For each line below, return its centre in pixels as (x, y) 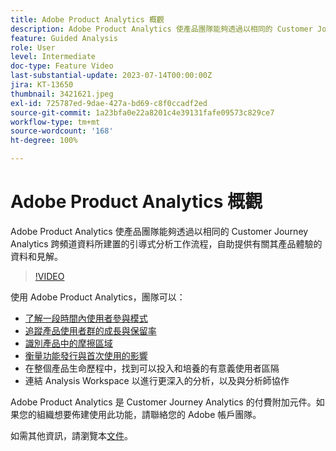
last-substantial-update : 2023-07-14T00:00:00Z (111, 76)
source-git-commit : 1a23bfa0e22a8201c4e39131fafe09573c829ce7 (142, 112)
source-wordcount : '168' (62, 131)
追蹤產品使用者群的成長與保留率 (90, 330)
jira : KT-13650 (42, 85)
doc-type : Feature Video (62, 66)
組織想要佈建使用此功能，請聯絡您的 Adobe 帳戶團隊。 (149, 414)
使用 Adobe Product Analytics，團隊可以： (98, 297)
